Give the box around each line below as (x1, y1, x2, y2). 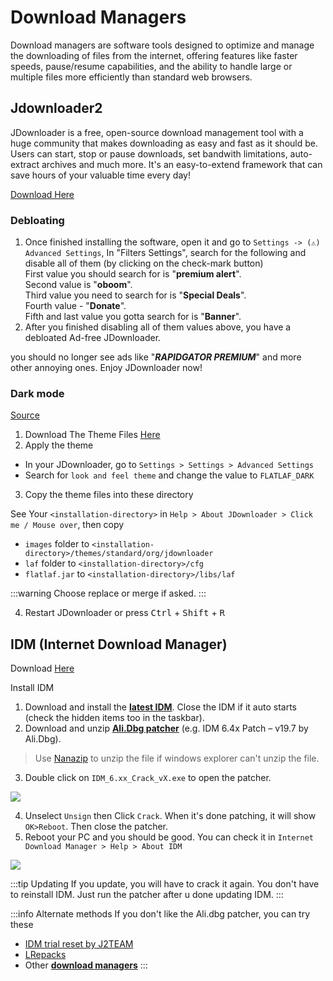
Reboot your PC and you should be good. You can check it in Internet (24, 831, 314, 843)
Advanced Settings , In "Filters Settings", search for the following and (24, 247, 307, 259)
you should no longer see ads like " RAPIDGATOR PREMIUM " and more (10, 351, 302, 363)
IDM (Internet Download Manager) (10, 636, 228, 653)
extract (10, 158, 40, 170)
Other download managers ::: (24, 959, 148, 971)
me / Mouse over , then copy (10, 519, 125, 531)
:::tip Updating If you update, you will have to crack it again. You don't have (10, 878, 320, 890)
